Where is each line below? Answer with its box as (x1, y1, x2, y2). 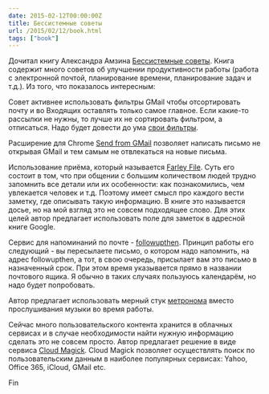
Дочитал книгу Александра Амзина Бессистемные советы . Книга (8, 56, 234, 66)
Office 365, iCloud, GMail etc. (8, 363, 106, 372)
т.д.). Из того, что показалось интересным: (8, 82, 156, 91)
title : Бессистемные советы (8, 19, 103, 27)
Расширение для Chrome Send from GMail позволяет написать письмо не (8, 138, 261, 148)
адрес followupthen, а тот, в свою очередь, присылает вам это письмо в (8, 254, 257, 265)
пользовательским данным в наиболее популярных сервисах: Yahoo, (8, 354, 248, 364)
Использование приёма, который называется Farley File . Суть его (8, 162, 235, 173)
